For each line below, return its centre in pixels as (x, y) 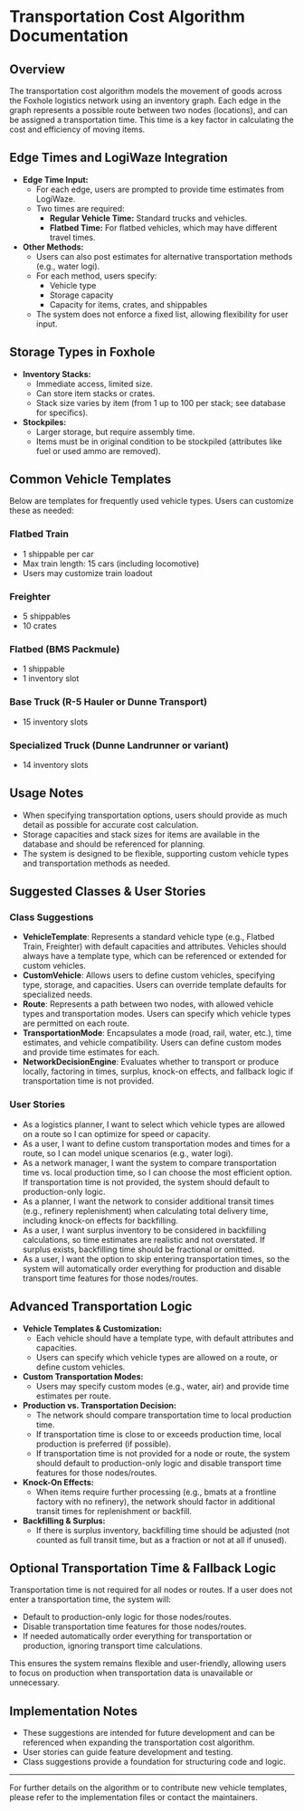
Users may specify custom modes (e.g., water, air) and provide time (162, 1386)
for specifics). (62, 412)
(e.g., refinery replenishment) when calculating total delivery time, (145, 1210)
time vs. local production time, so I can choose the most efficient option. (157, 1172)
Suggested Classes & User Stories (108, 891)
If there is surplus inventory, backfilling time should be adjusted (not (163, 1530)
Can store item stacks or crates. (95, 393)
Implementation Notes (74, 1711)
